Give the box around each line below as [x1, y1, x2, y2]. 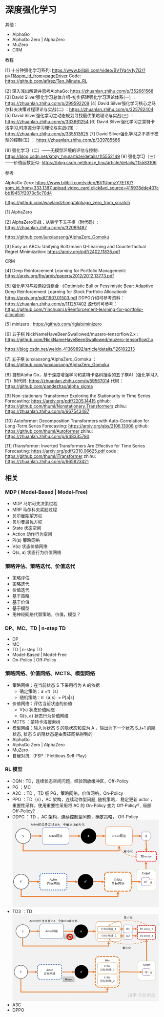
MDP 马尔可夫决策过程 [12, 500, 58, 506]
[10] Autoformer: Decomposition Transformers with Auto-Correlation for [5, 418, 150, 424]
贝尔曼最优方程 [12, 519, 42, 525]
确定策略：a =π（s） [19, 688, 61, 694]
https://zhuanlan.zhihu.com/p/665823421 [5, 458, 89, 464]
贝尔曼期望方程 [12, 512, 42, 518]
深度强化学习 [5, 4, 57, 16]
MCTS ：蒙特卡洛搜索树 [12, 719, 61, 724]
